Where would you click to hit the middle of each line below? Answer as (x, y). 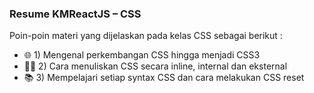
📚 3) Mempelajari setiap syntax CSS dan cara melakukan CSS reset (164, 78)
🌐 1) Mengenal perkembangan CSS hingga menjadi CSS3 (142, 55)
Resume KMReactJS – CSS (75, 14)
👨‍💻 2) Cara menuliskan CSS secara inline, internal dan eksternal (155, 66)
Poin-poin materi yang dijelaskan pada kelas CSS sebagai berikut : (146, 36)
